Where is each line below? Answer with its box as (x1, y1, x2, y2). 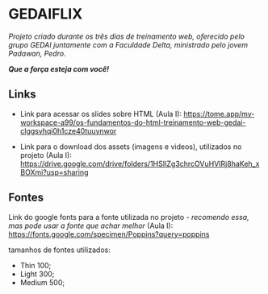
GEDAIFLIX (8, 5, 83, 23)
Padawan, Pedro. (8, 48, 66, 58)
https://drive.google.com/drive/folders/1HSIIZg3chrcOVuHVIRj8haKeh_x (19, 159, 260, 168)
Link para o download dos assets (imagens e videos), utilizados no (19, 142, 242, 151)
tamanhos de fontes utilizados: (8, 245, 111, 255)
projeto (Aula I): (19, 150, 73, 159)
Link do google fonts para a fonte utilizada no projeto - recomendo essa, (8, 212, 249, 222)
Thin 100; (19, 260, 52, 270)
